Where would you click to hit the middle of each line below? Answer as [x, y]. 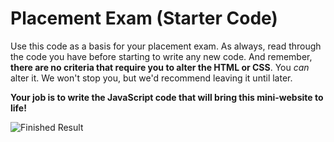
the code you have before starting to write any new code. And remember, [161, 56]
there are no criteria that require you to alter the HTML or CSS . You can [160, 67]
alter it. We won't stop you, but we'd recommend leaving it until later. [151, 78]
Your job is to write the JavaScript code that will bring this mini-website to [167, 97]
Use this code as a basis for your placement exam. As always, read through [166, 46]
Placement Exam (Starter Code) [144, 18]
